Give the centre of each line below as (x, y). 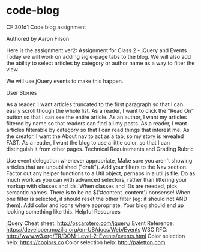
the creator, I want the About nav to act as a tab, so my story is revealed (95, 136)
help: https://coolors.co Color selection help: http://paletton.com (86, 242)
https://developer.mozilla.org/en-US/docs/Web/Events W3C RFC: (87, 229)
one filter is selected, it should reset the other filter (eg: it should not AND (97, 199)
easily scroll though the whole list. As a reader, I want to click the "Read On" (100, 110)
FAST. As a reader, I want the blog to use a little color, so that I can (88, 142)
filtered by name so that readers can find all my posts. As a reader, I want (97, 123)
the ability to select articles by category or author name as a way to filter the (100, 63)
